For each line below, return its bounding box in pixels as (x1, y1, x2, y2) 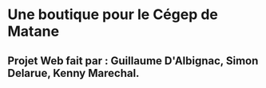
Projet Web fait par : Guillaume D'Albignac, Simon (7, 54, 259, 67)
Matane (7, 22, 60, 40)
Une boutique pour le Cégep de (7, 6, 219, 24)
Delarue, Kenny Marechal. (7, 66, 140, 80)
